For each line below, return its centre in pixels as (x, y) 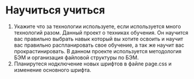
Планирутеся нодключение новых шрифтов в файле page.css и (93, 63)
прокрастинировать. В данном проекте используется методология (98, 51)
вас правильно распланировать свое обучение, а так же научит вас (99, 45)
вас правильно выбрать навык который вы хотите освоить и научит (98, 39)
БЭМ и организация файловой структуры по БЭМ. (76, 57)
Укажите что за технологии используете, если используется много (97, 26)
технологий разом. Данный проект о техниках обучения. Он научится (101, 32)
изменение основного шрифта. (52, 70)
